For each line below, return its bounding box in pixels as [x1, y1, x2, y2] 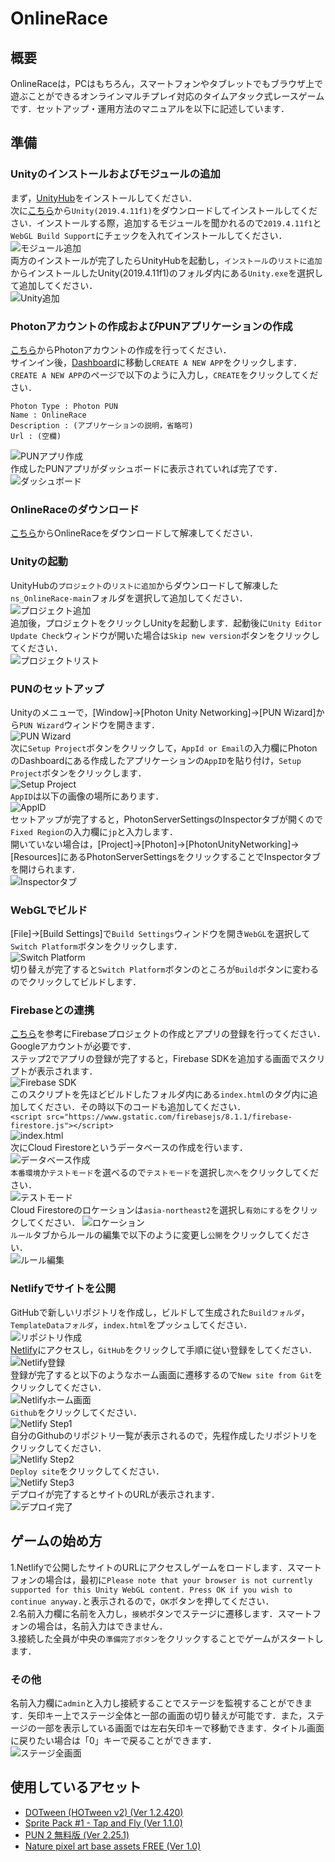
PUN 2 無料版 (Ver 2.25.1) [24, 1828, 130, 1841]
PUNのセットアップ [10, 682, 105, 696]
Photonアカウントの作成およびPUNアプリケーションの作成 [10, 319, 293, 333]
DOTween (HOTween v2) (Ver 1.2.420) [24, 1806, 184, 1818]
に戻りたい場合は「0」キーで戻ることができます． [10, 1734, 217, 1746]
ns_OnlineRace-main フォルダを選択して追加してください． [10, 592, 248, 604]
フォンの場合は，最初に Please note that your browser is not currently [10, 1573, 313, 1586]
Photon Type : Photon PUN [10, 401, 118, 411]
